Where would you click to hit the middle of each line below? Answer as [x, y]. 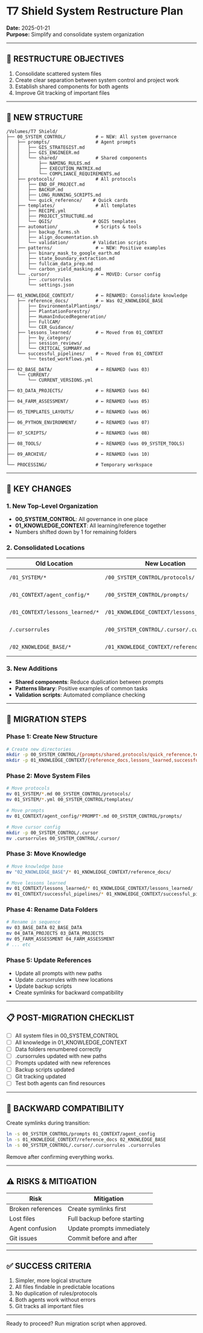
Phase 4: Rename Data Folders [52, 910]
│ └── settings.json [40, 285]
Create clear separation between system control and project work [97, 80]
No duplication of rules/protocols [56, 1293]
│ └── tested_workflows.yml [50, 359]
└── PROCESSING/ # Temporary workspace [79, 465]
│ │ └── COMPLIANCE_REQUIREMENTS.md [63, 174]
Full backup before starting [106, 1218]
